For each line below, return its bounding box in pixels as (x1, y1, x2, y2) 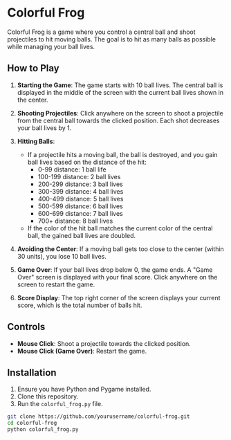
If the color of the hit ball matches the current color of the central (27, 223, 213, 232)
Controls (7, 321, 46, 333)
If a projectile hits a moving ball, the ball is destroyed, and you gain (27, 150, 218, 158)
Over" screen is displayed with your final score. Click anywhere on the (17, 273, 218, 281)
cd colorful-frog (7, 420, 57, 427)
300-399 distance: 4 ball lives (37, 187, 124, 195)
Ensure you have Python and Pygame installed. (17, 385, 151, 394)
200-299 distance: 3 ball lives (37, 180, 123, 188)
